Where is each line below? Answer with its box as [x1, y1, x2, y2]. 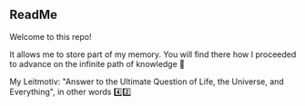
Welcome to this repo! [9, 31, 92, 42]
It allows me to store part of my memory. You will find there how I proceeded [9, 49, 297, 60]
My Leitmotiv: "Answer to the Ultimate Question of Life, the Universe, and [9, 76, 284, 87]
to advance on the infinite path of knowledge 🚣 [9, 58, 185, 69]
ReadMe [9, 7, 57, 23]
